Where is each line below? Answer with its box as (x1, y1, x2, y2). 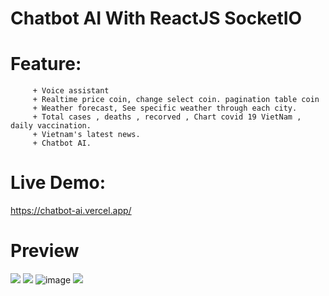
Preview (10, 240, 80, 262)
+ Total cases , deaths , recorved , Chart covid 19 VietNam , (32, 112, 302, 122)
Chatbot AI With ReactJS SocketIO (10, 7, 303, 30)
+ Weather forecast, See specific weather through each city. (32, 103, 298, 114)
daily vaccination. (10, 121, 92, 131)
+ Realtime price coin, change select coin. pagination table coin (32, 95, 320, 105)
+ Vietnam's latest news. (32, 130, 141, 140)
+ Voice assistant (32, 86, 110, 96)
